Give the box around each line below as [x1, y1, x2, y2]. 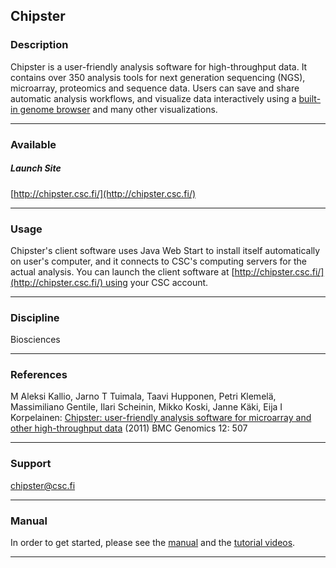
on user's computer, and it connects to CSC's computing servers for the [10, 255, 307, 267]
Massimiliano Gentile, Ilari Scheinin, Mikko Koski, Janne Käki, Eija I [10, 401, 283, 413]
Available [10, 137, 57, 151]
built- [298, 92, 322, 104]
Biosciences [10, 334, 61, 346]
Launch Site [10, 162, 62, 174]
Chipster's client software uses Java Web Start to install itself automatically [10, 244, 321, 256]
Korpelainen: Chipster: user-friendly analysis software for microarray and [10, 412, 312, 424]
